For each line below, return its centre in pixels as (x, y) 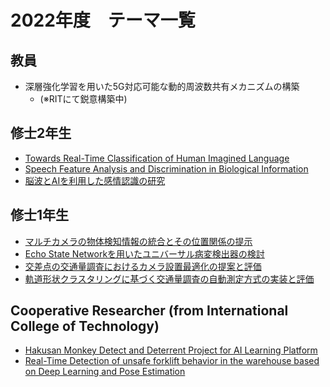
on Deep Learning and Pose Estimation (105, 372)
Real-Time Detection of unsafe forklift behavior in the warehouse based (172, 361)
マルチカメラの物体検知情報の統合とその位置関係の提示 (138, 241)
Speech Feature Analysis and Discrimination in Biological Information (166, 168)
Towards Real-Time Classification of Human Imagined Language (157, 158)
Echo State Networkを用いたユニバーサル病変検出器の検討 (144, 253)
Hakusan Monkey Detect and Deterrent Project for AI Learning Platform (171, 350)
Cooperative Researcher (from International (149, 311)
